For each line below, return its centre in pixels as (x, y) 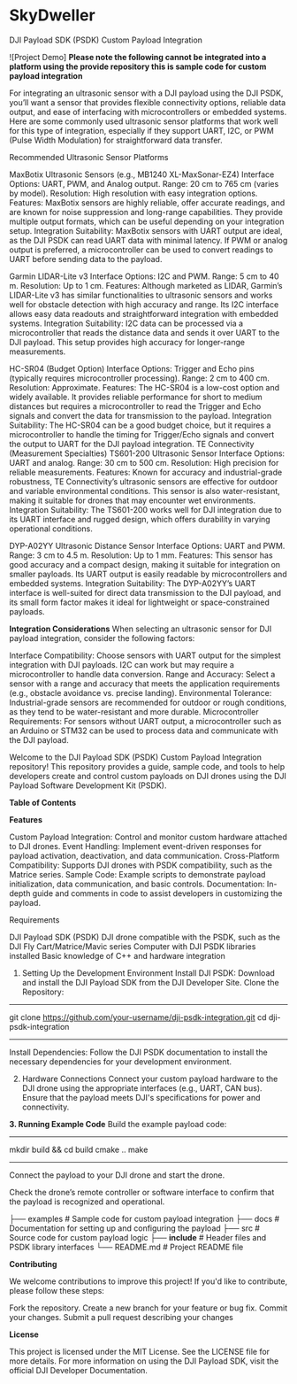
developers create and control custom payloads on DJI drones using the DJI (148, 776)
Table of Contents (43, 802)
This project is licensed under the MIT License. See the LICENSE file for (140, 1351)
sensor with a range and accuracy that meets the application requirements (145, 684)
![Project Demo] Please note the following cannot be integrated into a (138, 57)
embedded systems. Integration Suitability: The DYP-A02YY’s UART (133, 583)
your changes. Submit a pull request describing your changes (122, 1317)
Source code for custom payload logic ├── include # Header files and (138, 1237)
